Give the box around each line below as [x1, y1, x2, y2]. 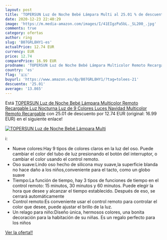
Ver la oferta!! [5, 229, 33, 235]
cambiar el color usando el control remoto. [12, 156, 99, 162]
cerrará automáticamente [12, 193, 65, 199]
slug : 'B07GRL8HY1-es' [5, 40, 52, 45]
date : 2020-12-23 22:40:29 [5, 16, 61, 21]
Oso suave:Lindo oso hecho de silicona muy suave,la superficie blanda [12, 161, 158, 167]
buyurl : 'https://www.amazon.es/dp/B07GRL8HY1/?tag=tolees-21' [5, 77, 139, 82]
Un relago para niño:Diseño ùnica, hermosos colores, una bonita [12, 209, 145, 215]
